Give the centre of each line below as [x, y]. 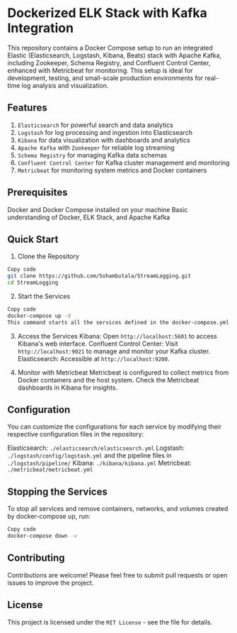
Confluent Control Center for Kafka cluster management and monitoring [123, 163]
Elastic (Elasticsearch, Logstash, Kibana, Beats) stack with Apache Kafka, [115, 55]
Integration [41, 28]
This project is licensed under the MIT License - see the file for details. [110, 622]
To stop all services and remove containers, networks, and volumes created [118, 509]
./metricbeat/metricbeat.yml [50, 470]
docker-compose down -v [42, 536]
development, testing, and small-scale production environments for [105, 78]
